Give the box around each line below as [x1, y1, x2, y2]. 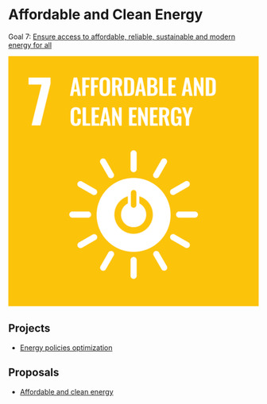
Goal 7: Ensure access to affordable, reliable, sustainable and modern [8, 32, 236, 41]
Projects [8, 321, 51, 335]
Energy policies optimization [19, 343, 113, 352]
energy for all [8, 40, 52, 49]
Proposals [8, 366, 60, 379]
